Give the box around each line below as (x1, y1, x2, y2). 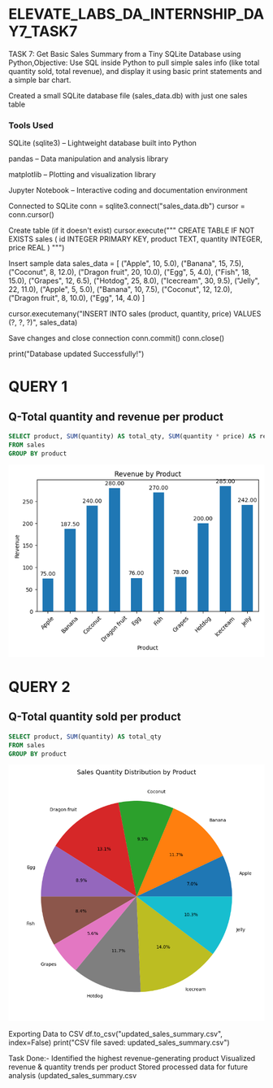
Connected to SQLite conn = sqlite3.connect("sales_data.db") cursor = (8, 201, 245, 211)
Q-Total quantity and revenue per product (8, 410, 223, 424)
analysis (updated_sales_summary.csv (8, 1071, 137, 1081)
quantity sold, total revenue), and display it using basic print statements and (8, 66, 262, 76)
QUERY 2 (8, 678, 71, 696)
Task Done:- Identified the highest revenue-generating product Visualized (8, 1054, 256, 1064)
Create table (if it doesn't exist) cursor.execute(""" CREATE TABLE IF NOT (8, 225, 255, 236)
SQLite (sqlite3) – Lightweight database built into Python (8, 138, 197, 148)
